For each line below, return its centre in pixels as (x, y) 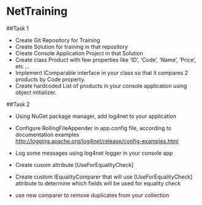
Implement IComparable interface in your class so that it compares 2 (102, 72)
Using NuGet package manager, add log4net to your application (95, 116)
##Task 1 (18, 28)
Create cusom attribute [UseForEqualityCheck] (74, 164)
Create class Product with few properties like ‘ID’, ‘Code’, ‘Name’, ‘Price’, (106, 60)
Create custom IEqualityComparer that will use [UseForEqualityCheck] (104, 177)
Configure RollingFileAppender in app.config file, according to (93, 128)
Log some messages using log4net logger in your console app (94, 153)
